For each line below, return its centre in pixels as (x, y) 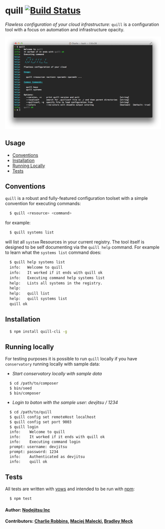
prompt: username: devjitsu (39, 447)
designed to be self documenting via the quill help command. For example (82, 247)
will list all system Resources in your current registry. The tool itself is (75, 242)
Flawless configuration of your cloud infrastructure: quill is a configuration (82, 24)
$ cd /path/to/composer (34, 383)
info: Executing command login (45, 442)
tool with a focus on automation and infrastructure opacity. (65, 29)
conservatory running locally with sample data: (53, 364)
